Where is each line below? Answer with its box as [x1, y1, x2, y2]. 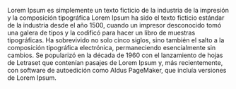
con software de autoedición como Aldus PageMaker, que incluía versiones [7, 66, 227, 74]
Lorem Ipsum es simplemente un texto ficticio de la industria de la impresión [7, 6, 230, 14]
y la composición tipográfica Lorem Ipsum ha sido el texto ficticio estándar [7, 13, 225, 22]
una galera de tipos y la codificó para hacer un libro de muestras [7, 28, 196, 37]
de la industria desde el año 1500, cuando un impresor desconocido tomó [7, 21, 222, 29]
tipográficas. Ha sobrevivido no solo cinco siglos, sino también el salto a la [7, 36, 225, 44]
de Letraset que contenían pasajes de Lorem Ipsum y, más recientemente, [7, 59, 223, 66]
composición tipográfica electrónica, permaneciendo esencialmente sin [7, 44, 216, 52]
